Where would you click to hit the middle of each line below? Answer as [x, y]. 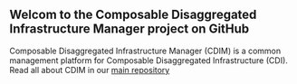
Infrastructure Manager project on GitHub [129, 29]
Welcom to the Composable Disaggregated [133, 15]
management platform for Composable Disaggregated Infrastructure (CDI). [148, 60]
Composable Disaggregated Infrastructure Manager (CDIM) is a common [145, 51]
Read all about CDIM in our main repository [90, 70]
